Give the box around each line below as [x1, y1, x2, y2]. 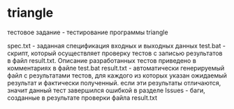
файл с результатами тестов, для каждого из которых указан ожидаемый [7, 71, 227, 80]
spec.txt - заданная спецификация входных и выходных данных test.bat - [7, 41, 226, 50]
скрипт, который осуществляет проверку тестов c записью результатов [7, 49, 223, 57]
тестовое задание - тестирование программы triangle [7, 28, 169, 36]
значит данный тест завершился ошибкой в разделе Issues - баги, [7, 86, 206, 94]
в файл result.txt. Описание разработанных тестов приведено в [7, 56, 197, 64]
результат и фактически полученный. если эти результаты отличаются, [7, 78, 221, 87]
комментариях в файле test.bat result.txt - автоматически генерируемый [7, 64, 225, 72]
